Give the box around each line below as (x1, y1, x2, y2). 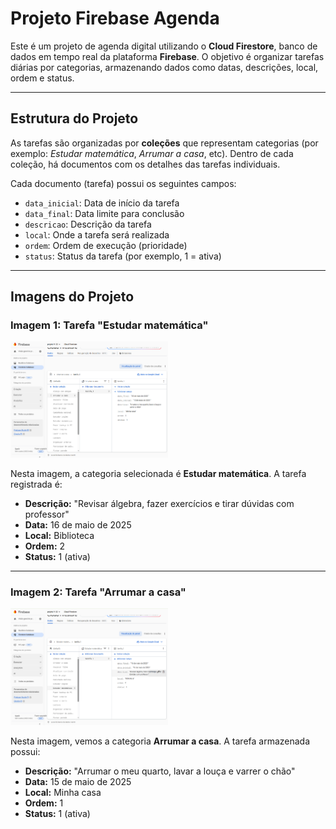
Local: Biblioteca (24, 529, 95, 541)
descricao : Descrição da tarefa (24, 218, 152, 230)
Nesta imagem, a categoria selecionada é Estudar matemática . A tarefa (10, 467, 307, 479)
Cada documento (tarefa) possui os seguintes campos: (10, 177, 237, 189)
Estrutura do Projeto (10, 110, 139, 127)
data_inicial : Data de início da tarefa (24, 197, 180, 209)
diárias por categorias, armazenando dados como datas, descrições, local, (10, 61, 319, 73)
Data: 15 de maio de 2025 (24, 776, 132, 787)
